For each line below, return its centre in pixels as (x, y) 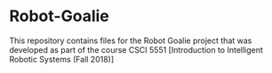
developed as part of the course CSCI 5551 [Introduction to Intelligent (136, 49)
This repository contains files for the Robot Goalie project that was (131, 40)
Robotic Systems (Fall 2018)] (62, 59)
